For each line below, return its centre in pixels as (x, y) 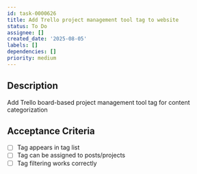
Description (32, 86)
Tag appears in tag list (48, 147)
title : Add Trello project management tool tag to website (93, 20)
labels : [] (23, 45)
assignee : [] (26, 33)
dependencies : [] (32, 52)
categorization (27, 110)
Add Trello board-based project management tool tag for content (98, 102)
